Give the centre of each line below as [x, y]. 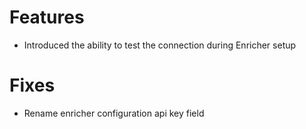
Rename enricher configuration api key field [114, 113]
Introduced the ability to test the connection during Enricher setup [160, 45]
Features [47, 17]
